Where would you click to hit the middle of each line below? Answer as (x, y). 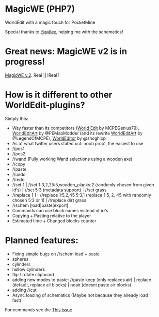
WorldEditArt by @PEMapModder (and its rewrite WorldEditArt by (77, 133)
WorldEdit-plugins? (45, 105)
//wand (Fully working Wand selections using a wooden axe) (72, 159)
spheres (20, 259)
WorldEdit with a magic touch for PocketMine (50, 22)
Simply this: (17, 118)
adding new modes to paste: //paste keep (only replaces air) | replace (82, 280)
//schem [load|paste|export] (40, 205)
